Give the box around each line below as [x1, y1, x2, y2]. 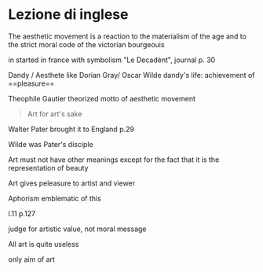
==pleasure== [8, 79, 55, 88]
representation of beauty [8, 163, 89, 172]
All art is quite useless [8, 239, 79, 248]
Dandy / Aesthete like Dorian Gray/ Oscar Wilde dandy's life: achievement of [8, 70, 255, 79]
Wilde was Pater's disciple [8, 139, 93, 149]
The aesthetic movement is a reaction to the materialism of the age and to [8, 31, 247, 41]
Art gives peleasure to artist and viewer [8, 178, 136, 188]
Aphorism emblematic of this [8, 193, 102, 203]
